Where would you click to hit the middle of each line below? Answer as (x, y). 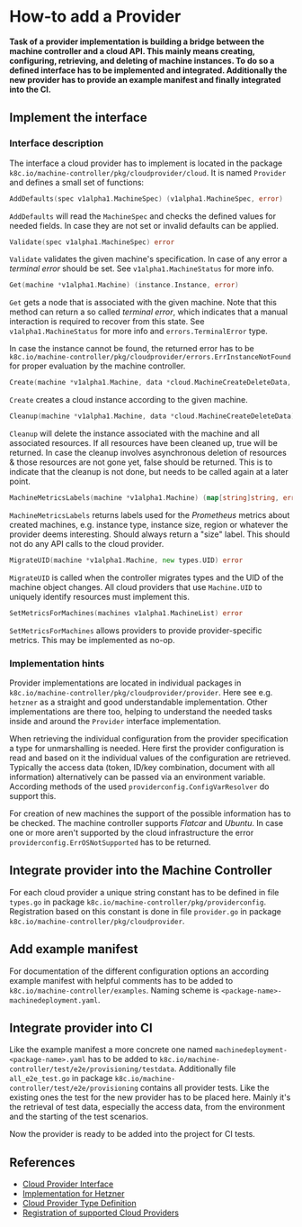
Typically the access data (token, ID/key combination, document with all (142, 767)
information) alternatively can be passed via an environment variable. (138, 777)
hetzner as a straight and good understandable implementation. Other (138, 702)
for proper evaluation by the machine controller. (98, 366)
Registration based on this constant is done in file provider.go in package (145, 911)
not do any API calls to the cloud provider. (87, 543)
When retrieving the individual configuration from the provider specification (149, 738)
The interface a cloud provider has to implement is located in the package (146, 163)
